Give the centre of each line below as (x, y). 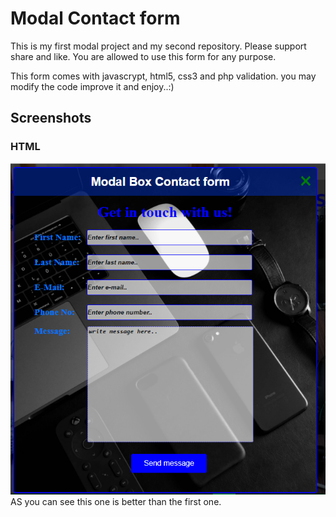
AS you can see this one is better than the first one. (116, 502)
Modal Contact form (95, 18)
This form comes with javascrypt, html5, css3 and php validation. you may (163, 76)
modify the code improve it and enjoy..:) (92, 86)
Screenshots (51, 118)
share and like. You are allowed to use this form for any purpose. (143, 56)
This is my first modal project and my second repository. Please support (158, 46)
